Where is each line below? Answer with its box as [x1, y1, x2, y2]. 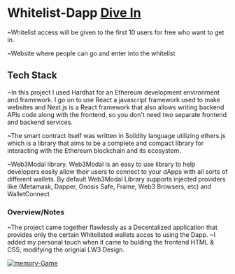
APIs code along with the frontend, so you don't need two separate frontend [7, 110, 227, 118]
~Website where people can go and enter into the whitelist [7, 49, 176, 57]
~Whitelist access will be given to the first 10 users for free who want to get [7, 28, 225, 36]
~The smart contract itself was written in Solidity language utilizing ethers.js [7, 131, 226, 139]
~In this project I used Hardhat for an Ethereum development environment [7, 88, 220, 96]
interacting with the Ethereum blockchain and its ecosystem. [7, 146, 182, 155]
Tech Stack [7, 69, 57, 81]
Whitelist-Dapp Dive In [7, 5, 141, 21]
